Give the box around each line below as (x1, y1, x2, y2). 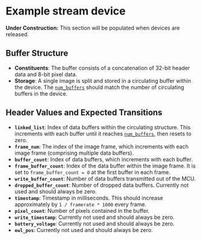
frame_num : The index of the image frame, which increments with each (14, 143, 189, 150)
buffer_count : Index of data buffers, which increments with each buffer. (14, 155, 193, 163)
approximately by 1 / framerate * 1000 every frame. (14, 201, 146, 208)
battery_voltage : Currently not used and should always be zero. (14, 219, 175, 227)
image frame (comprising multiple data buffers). (14, 149, 134, 157)
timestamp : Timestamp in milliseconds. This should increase (14, 194, 163, 201)
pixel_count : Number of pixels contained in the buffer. (14, 207, 150, 214)
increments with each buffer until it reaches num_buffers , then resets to (14, 130, 192, 137)
